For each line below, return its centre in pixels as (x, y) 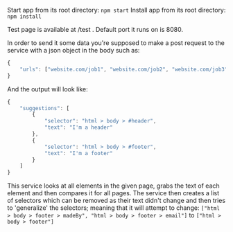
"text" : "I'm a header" (78, 127)
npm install (24, 17)
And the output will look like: (48, 89)
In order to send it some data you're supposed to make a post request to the (116, 43)
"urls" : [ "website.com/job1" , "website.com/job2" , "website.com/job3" (124, 69)
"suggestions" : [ (45, 108)
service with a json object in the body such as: (74, 50)
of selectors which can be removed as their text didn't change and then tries (116, 201)
